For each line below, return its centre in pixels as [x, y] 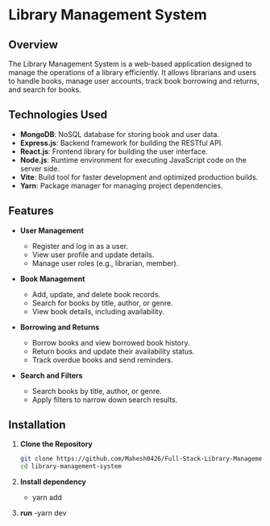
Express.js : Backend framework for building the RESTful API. [121, 143]
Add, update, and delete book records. [96, 294]
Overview [33, 45]
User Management [52, 230]
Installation [37, 425]
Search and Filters [51, 375]
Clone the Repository [56, 444]
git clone [37, 459]
